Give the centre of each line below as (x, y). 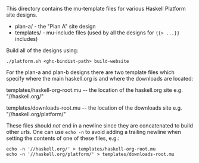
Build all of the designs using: (42, 50)
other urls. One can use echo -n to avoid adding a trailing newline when (94, 132)
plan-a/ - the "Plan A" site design (55, 26)
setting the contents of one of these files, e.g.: (63, 138)
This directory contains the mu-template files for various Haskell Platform (96, 9)
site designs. (22, 15)
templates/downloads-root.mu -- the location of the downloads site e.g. (94, 108)
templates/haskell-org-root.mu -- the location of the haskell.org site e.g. (94, 90)
